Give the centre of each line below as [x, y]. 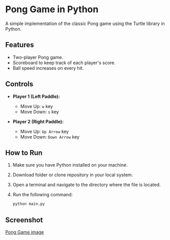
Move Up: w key [37, 106]
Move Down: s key [40, 112]
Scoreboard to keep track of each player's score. [64, 63]
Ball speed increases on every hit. [48, 68]
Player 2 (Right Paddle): [38, 121]
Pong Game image [25, 232]
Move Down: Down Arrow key [50, 137]
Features [20, 45]
